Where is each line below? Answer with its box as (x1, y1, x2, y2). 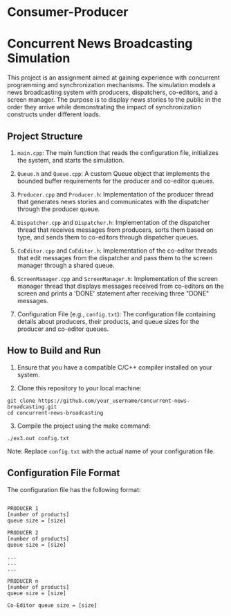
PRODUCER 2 (7, 529, 39, 536)
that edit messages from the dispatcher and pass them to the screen (17, 253, 213, 262)
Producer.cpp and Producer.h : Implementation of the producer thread (17, 190, 214, 198)
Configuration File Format (7, 467, 120, 479)
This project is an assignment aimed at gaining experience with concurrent (7, 73, 220, 82)
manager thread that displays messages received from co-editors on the (17, 282, 224, 290)
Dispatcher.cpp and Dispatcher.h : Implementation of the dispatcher (17, 218, 210, 226)
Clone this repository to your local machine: (17, 383, 142, 392)
